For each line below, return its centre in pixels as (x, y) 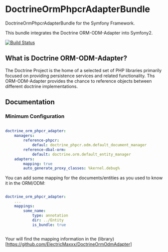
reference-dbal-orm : (45, 150)
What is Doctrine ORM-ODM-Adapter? (66, 58)
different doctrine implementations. (42, 86)
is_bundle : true (49, 225)
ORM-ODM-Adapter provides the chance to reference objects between (78, 81)
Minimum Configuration (35, 116)
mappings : (25, 206)
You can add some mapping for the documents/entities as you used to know (84, 178)
